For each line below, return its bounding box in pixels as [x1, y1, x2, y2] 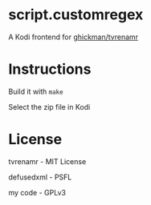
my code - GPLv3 [8, 187, 67, 197]
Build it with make [8, 86, 63, 96]
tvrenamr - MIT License [8, 156, 87, 166]
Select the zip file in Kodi [8, 102, 91, 111]
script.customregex [8, 6, 144, 24]
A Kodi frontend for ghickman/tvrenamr [8, 32, 139, 42]
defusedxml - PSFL [8, 172, 72, 182]
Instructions [8, 60, 92, 78]
